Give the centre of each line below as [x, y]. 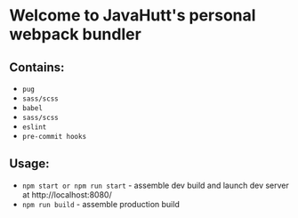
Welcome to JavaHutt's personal [133, 16]
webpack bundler [76, 34]
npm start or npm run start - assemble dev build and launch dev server [155, 185]
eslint [34, 127]
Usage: [30, 164]
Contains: [37, 67]
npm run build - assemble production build [101, 204]
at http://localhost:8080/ [67, 194]
